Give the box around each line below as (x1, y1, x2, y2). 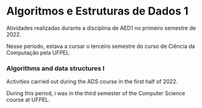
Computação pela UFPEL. (6, 49, 71, 56)
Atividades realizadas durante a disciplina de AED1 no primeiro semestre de (6, 24, 197, 32)
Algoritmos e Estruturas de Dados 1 (6, 4, 189, 18)
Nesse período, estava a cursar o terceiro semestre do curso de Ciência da (6, 42, 195, 50)
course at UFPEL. (6, 96, 50, 104)
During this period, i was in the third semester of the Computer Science (6, 90, 186, 97)
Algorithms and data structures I (6, 64, 105, 72)
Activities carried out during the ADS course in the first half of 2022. (6, 78, 178, 86)
